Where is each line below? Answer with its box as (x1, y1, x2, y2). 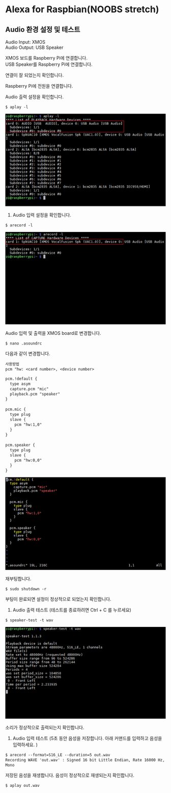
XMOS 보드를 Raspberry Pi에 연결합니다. (5, 55, 88, 61)
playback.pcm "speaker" (10, 391, 60, 397)
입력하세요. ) (12, 742, 38, 748)
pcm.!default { (5, 376, 38, 382)
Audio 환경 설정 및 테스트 (5, 25, 80, 34)
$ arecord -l (5, 223, 33, 228)
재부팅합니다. (5, 575, 32, 581)
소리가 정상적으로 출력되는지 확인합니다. (5, 724, 84, 730)
